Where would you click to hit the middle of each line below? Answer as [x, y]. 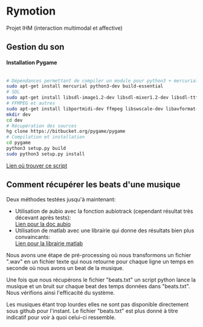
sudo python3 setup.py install [46, 154]
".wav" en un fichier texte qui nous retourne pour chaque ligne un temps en [100, 261]
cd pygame [19, 143]
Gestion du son [35, 47]
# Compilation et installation [46, 137]
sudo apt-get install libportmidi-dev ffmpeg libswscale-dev [85, 109]
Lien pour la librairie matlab [49, 243]
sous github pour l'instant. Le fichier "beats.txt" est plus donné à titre [92, 311]
